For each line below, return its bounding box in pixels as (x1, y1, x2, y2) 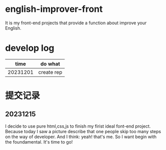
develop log (5, 43, 55, 54)
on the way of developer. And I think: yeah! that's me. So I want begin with (5, 134, 157, 140)
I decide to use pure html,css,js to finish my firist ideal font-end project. (5, 123, 151, 129)
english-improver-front (5, 3, 103, 15)
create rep (38, 68, 62, 75)
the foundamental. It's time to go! (5, 139, 73, 145)
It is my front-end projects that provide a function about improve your (5, 20, 147, 26)
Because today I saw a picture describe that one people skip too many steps (5, 128, 161, 134)
